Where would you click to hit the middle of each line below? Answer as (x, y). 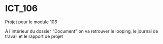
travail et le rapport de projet (34, 36)
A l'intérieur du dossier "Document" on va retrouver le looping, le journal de (82, 31)
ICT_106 (21, 8)
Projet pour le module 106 (31, 22)
